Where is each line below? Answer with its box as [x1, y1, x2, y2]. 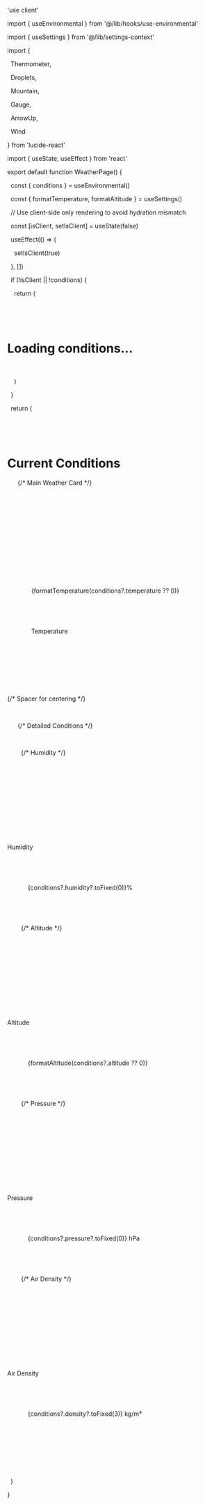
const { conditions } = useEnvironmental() [10, 181, 131, 189]
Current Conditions [7, 455, 121, 471]
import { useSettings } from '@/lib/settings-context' [7, 33, 155, 41]
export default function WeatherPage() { [7, 168, 123, 176]
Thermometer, [10, 60, 51, 68]
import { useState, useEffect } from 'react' [7, 155, 127, 162]
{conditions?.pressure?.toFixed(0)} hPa [27, 1234, 140, 1242]
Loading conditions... [7, 341, 133, 357]
